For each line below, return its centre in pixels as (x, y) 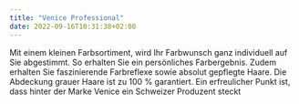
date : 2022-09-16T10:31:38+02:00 (73, 26)
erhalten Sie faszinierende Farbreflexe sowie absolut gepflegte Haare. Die (148, 72)
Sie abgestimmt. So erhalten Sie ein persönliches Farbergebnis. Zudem (143, 62)
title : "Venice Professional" (67, 18)
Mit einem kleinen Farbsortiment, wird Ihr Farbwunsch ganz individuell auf (149, 52)
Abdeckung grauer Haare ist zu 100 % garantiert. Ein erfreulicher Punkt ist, (150, 81)
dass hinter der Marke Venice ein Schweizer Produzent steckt (125, 91)
